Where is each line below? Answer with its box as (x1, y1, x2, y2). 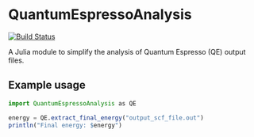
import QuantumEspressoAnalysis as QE (8, 99, 137, 108)
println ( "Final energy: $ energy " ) (8, 121, 123, 129)
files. (8, 55, 25, 65)
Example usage (8, 78, 86, 92)
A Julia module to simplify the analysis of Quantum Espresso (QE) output (8, 47, 246, 56)
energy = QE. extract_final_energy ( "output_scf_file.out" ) (8, 113, 204, 122)
